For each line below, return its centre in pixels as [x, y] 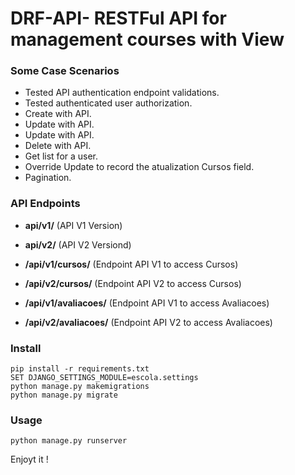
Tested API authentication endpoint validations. [122, 93]
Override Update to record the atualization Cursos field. [139, 167]
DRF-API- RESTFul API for [118, 18]
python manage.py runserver [69, 441]
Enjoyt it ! [29, 459]
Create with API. [58, 114]
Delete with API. [58, 146]
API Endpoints [45, 204]
